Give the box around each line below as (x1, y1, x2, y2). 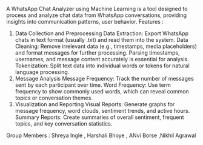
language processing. (15, 69, 70, 75)
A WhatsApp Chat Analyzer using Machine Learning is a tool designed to (6, 5, 188, 12)
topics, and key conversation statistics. (15, 120, 113, 127)
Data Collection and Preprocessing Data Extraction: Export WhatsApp (15, 30, 189, 37)
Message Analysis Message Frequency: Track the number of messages (15, 75, 194, 82)
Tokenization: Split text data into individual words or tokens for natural (15, 62, 190, 69)
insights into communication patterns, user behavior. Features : (6, 18, 164, 25)
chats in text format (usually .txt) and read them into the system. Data (15, 36, 188, 43)
